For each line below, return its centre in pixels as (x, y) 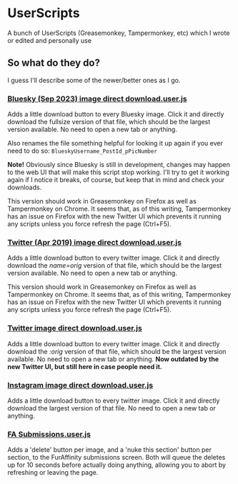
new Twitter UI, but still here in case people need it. (85, 366)
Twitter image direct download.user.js (75, 328)
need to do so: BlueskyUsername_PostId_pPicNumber (82, 151)
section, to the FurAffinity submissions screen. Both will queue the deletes (116, 458)
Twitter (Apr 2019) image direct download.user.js (95, 242)
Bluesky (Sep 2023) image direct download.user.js (97, 99)
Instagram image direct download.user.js (80, 385)
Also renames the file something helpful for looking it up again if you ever (115, 143)
